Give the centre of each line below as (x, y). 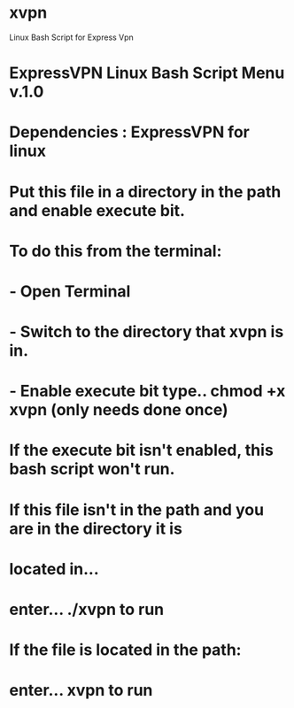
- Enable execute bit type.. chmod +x (147, 391)
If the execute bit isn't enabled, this (142, 450)
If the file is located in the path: (125, 650)
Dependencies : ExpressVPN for (129, 132)
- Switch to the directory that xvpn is (147, 332)
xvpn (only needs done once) (119, 410)
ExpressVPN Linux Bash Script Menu (147, 73)
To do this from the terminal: (116, 251)
